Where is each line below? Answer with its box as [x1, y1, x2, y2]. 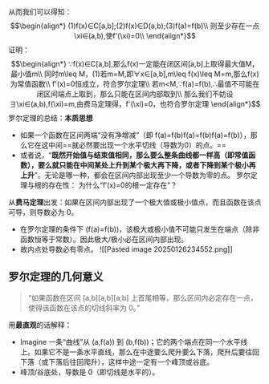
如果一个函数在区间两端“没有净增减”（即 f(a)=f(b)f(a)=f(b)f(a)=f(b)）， [19, 131, 251, 139]
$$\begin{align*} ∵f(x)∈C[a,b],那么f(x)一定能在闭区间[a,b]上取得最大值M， [10, 59, 259, 68]
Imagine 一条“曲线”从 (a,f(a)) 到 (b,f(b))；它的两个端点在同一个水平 [19, 337, 241, 346]
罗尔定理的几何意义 [8, 270, 104, 284]
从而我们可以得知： [8, 7, 72, 16]
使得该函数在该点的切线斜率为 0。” [27, 303, 141, 313]
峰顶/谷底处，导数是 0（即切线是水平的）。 [19, 367, 160, 377]
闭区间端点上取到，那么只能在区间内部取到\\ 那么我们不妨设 [36, 89, 234, 99]
